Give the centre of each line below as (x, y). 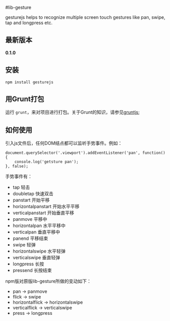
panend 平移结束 (30, 238)
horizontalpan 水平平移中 (39, 226)
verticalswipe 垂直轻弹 (36, 258)
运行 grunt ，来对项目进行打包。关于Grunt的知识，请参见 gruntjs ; (72, 112)
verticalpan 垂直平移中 (36, 232)
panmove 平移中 (30, 219)
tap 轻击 (21, 187)
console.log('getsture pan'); (47, 162)
